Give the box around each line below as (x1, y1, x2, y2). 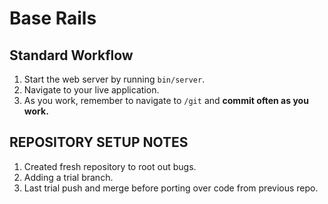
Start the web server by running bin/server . (23, 73, 206, 85)
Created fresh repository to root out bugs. (23, 160, 197, 172)
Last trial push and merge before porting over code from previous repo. (23, 182, 319, 194)
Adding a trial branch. (23, 171, 114, 183)
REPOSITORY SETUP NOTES (9, 134, 189, 151)
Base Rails (9, 7, 97, 30)
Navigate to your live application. (23, 84, 160, 96)
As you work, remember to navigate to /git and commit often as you (23, 95, 309, 106)
